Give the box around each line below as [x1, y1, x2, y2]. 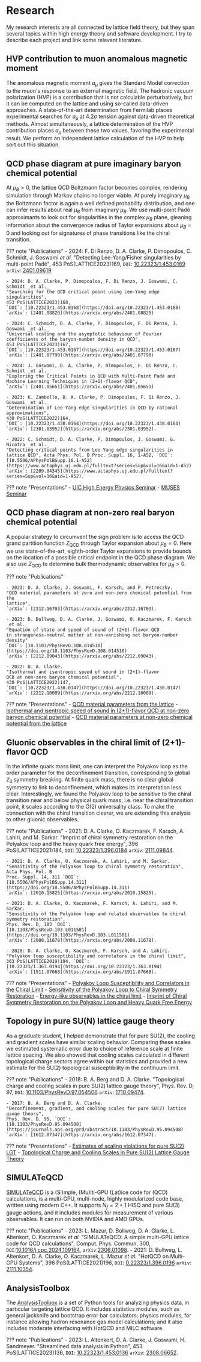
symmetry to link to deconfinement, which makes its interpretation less [6, 783, 182, 791]
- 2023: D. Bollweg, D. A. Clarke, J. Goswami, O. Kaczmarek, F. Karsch [6, 617, 192, 623]
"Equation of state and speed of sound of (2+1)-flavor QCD [6, 627, 160, 633]
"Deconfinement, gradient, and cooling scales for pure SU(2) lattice [6, 1105, 187, 1112]
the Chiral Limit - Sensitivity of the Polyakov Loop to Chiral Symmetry [6, 986, 178, 993]
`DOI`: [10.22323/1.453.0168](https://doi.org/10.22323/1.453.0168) [6, 305, 181, 311]
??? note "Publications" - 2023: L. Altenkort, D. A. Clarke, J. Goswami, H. [6, 1336, 186, 1343]
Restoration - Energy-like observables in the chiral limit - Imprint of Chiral [6, 992, 187, 1000]
